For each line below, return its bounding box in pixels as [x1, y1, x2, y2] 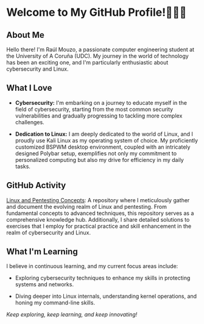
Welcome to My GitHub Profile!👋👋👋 [6, 5, 187, 19]
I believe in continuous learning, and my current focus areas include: [6, 262, 178, 270]
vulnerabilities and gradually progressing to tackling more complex [15, 112, 183, 119]
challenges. [15, 118, 44, 125]
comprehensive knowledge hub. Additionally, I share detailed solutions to [6, 216, 190, 223]
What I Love [6, 83, 52, 93]
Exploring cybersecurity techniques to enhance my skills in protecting [15, 274, 191, 282]
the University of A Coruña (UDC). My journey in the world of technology [6, 52, 189, 60]
